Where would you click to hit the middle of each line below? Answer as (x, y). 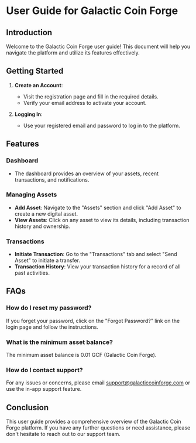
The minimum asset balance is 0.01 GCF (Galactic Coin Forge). (81, 355)
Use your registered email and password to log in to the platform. (102, 125)
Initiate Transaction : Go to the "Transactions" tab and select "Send (96, 254)
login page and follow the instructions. (52, 327)
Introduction (29, 33)
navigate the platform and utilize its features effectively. (73, 53)
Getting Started (35, 71)
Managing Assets (32, 195)
